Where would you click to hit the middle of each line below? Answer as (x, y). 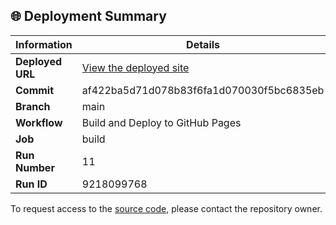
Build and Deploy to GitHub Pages (161, 122)
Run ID (31, 184)
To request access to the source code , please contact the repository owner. (166, 208)
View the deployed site (135, 67)
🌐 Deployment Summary (88, 16)
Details (203, 44)
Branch (33, 106)
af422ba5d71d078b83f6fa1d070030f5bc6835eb (203, 90)
